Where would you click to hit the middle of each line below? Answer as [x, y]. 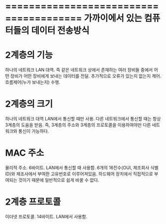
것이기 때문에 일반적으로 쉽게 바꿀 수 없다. [59, 180]
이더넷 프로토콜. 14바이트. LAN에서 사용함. [46, 217]
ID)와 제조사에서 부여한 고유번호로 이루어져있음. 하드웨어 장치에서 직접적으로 [79, 174]
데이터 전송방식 [60, 31]
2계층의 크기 [29, 104]
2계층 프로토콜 [33, 202]
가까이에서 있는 [113, 18]
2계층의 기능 [29, 55]
